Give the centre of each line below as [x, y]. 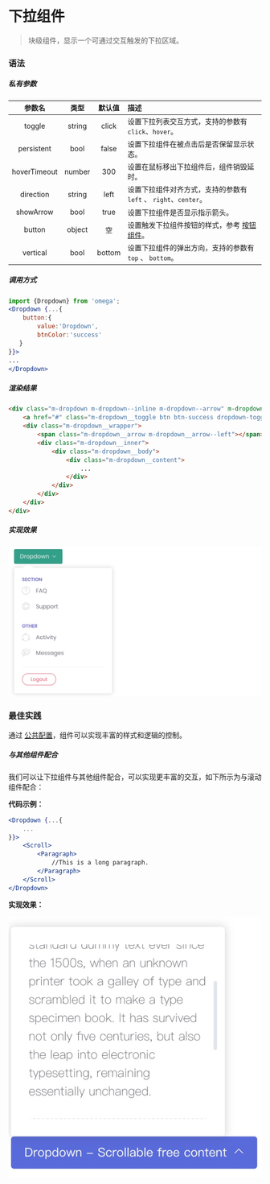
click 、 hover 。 [153, 131]
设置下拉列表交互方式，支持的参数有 [187, 121]
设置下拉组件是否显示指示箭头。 [180, 212]
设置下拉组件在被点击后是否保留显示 [187, 144]
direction [35, 194]
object [78, 229]
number [77, 171]
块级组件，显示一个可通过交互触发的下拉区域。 [105, 40]
